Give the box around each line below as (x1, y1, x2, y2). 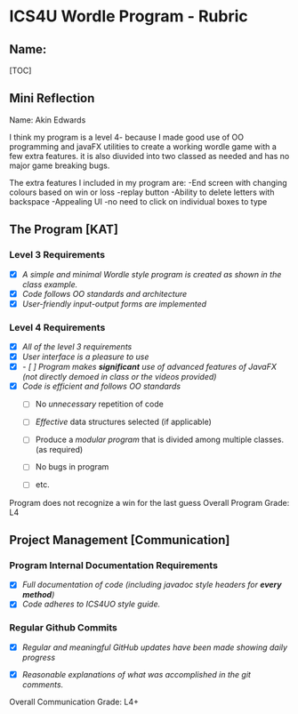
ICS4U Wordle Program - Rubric (9, 6, 249, 27)
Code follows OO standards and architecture (21, 288, 188, 299)
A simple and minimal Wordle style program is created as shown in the (21, 269, 282, 279)
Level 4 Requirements (9, 321, 106, 333)
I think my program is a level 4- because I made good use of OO (9, 132, 245, 142)
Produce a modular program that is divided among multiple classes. (35, 434, 285, 445)
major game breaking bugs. (9, 160, 110, 171)
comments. (21, 678, 64, 690)
